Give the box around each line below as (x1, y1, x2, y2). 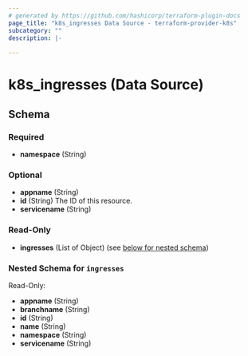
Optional (8, 169, 42, 180)
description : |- (8, 34, 62, 42)
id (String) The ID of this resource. (19, 196, 133, 206)
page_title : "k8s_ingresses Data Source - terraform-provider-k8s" (8, 19, 238, 27)
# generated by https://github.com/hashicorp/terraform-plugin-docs (8, 11, 241, 20)
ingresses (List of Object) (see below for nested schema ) (19, 243, 209, 252)
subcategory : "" (8, 26, 62, 34)
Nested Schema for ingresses (8, 263, 124, 274)
